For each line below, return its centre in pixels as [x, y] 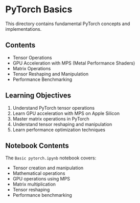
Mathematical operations [39, 173]
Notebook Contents [37, 145]
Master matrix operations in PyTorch [51, 118]
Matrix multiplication [34, 184]
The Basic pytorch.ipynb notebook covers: [51, 158]
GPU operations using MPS [41, 179]
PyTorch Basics [39, 9]
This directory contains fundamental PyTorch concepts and [68, 24]
